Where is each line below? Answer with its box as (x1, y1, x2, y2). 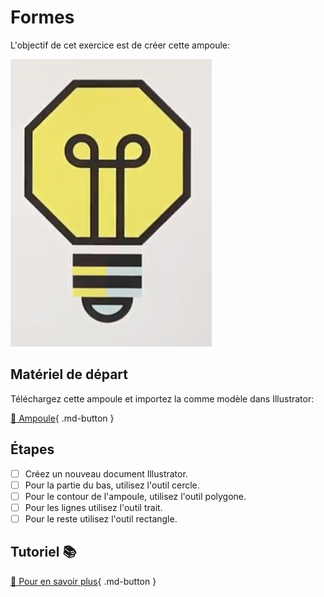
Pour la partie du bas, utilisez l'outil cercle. (24, 479, 200, 491)
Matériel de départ (10, 366, 129, 383)
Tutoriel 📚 (10, 544, 77, 561)
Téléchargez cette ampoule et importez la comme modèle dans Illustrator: (10, 392, 315, 405)
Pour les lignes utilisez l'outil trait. (24, 501, 163, 513)
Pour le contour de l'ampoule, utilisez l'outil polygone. (24, 490, 247, 502)
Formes (10, 6, 75, 29)
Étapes (10, 441, 55, 458)
